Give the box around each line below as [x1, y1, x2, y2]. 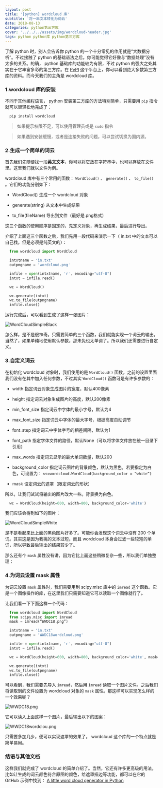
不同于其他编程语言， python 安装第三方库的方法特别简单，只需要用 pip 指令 [5, 98, 158, 104]
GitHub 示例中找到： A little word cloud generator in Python [5, 777, 124, 783]
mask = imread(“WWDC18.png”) [9, 619, 68, 624]
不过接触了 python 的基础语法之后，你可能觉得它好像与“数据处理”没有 [15, 54, 155, 60]
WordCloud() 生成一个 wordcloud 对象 [12, 192, 88, 198]
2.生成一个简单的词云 [5, 147, 55, 154]
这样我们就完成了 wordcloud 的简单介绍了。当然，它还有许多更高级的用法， [5, 765, 156, 771]
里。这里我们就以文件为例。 [5, 165, 61, 171]
